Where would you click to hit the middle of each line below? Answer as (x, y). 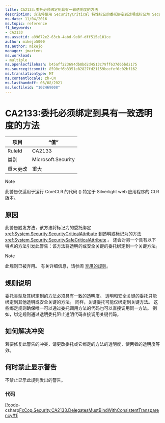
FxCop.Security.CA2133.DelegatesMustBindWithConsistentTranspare (89, 410)
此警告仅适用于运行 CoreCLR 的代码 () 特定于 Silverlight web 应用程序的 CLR (82, 192)
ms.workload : (18, 55)
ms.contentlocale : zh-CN (30, 78)
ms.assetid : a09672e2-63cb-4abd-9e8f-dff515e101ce (58, 37)
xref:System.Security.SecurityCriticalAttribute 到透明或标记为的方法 (73, 234)
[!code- (13, 405)
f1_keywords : (18, 28)
